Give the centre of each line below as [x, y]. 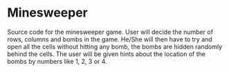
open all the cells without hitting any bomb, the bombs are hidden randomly [115, 46]
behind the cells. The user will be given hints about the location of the [107, 54]
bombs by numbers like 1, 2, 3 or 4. [57, 61]
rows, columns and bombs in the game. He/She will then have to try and [110, 39]
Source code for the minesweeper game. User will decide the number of [110, 32]
